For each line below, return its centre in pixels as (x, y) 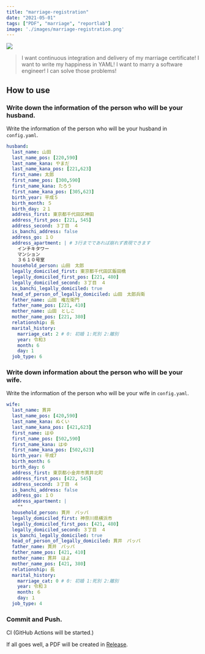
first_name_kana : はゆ (40, 444)
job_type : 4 (27, 604)
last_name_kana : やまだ (41, 163)
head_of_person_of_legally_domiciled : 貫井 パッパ (76, 541)
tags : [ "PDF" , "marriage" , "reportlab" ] (59, 23)
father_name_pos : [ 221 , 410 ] (49, 306)
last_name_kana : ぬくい (41, 422)
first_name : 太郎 (33, 175)
